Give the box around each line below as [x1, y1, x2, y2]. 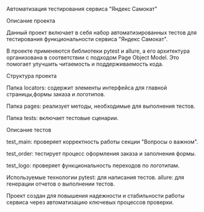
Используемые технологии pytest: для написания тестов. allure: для [6, 174, 184, 181]
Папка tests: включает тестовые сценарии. [6, 115, 119, 121]
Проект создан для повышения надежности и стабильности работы [6, 192, 185, 199]
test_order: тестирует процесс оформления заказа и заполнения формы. [6, 150, 196, 157]
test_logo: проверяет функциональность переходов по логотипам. [6, 162, 179, 169]
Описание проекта [6, 17, 56, 24]
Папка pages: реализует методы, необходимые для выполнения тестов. [6, 102, 195, 110]
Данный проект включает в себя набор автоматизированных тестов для [6, 29, 197, 36]
